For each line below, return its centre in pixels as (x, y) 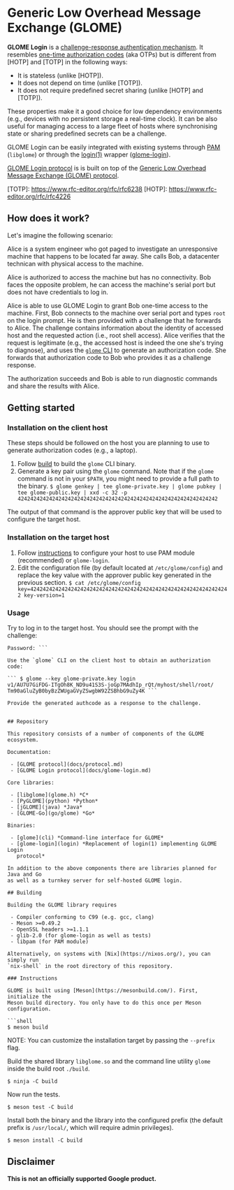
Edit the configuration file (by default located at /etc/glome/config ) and (120, 567)
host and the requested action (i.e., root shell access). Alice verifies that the (116, 335)
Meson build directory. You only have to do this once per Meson (104, 1003)
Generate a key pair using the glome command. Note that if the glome (116, 471)
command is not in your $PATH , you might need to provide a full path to (118, 479)
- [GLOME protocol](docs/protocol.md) (67, 764)
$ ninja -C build (32, 1082)
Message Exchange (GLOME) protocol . (63, 175)
